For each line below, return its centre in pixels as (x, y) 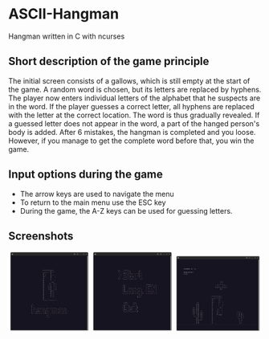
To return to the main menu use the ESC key (93, 202)
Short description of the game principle (109, 61)
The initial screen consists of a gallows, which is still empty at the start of (129, 80)
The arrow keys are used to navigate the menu (97, 194)
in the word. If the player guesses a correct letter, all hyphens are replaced (131, 106)
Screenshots (41, 236)
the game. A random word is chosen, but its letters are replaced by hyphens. (135, 89)
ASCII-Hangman (63, 14)
